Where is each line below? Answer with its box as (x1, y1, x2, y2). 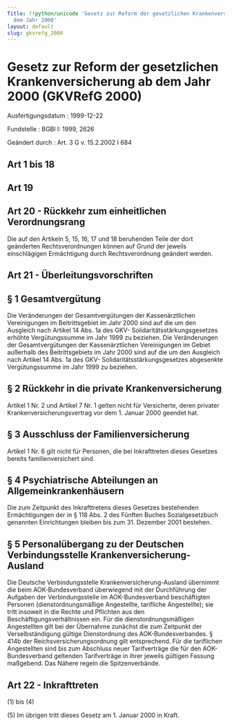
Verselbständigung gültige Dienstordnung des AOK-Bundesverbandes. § (7, 630, 213, 638)
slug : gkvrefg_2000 (7, 29, 64, 37)
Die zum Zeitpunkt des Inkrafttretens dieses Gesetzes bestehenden (7, 503, 199, 512)
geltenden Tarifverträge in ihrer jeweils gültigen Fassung (54, 652, 215, 660)
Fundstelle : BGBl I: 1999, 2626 (7, 125, 95, 134)
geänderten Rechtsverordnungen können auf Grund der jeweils (7, 242, 187, 250)
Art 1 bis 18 (7, 158, 55, 170)
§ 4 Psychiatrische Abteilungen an (7, 475, 159, 486)
